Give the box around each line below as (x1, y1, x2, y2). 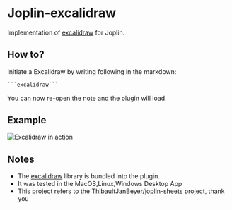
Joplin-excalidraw (7, 5, 117, 21)
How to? (7, 49, 45, 61)
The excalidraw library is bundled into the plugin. (17, 172, 161, 180)
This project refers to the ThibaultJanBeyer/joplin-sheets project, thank (17, 187, 225, 195)
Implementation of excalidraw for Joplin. (7, 28, 125, 37)
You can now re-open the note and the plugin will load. (7, 94, 168, 102)
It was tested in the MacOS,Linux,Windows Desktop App (17, 180, 182, 188)
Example (7, 114, 47, 126)
